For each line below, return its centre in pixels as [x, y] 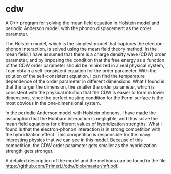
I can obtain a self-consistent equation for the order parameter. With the [81, 70]
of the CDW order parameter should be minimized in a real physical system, [85, 65]
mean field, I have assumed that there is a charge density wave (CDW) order [86, 54]
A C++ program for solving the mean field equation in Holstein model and [82, 23]
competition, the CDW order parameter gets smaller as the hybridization [81, 145]
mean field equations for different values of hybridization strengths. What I [84, 124]
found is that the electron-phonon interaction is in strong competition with [83, 129]
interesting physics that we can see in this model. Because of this [74, 140]
